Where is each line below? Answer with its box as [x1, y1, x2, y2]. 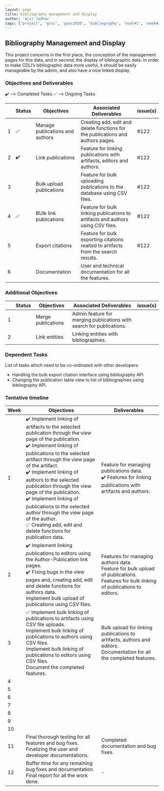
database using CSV [80, 190, 128, 197]
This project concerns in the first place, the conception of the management [5, 52, 156, 58]
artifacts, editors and [80, 157, 128, 164]
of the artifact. [26, 462, 59, 469]
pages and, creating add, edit [26, 576, 93, 583]
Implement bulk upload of [26, 595, 84, 602]
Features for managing [101, 553, 153, 560]
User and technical [80, 263, 124, 269]
